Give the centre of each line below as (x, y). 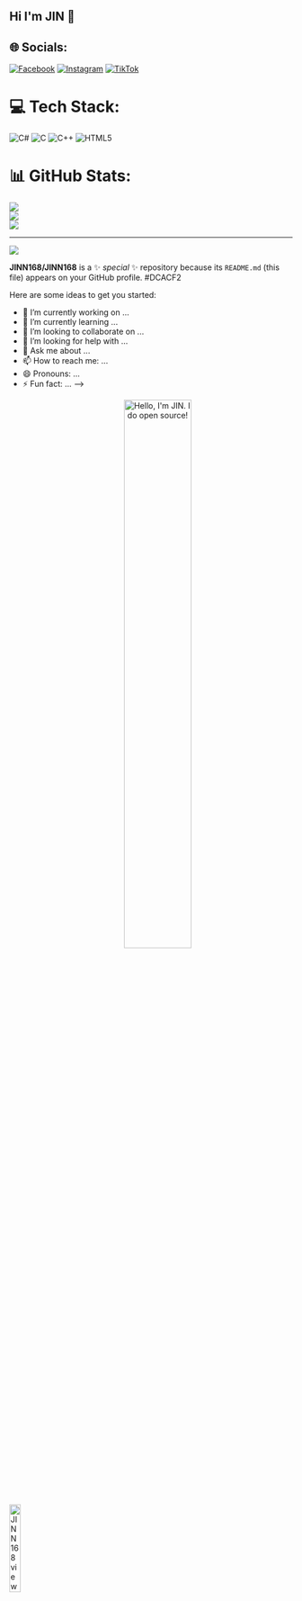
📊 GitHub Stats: (71, 176)
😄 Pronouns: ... (51, 373)
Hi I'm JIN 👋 (42, 17)
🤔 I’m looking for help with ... (75, 341)
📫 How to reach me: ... (65, 361)
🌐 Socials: (39, 47)
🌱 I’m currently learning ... (70, 322)
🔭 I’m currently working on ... (75, 312)
